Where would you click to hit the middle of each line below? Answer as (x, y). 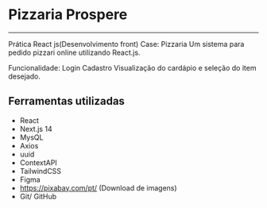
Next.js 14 (36, 129)
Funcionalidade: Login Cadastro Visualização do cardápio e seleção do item (132, 67)
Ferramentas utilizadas (67, 101)
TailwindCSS (41, 171)
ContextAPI (38, 162)
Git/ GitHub (38, 196)
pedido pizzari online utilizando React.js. (74, 52)
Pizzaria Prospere (68, 15)
